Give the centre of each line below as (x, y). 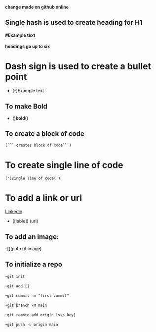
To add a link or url (44, 198)
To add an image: (32, 237)
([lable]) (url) (25, 221)
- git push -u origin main (32, 324)
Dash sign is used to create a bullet (78, 66)
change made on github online (37, 7)
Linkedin (14, 212)
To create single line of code (64, 165)
